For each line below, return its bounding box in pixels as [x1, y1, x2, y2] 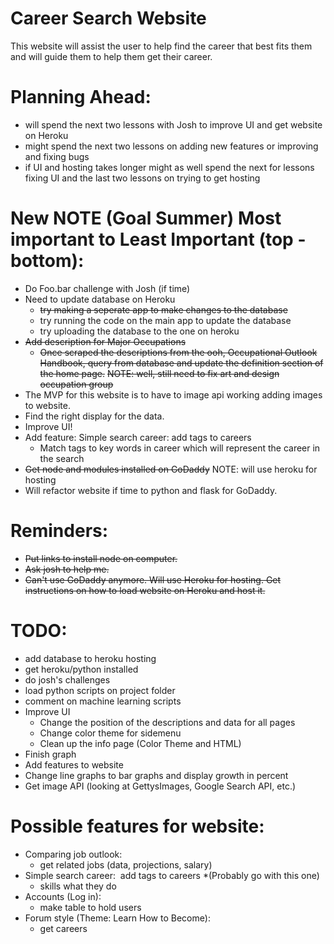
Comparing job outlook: [24, 848, 123, 860]
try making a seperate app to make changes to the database [39, 303, 288, 316]
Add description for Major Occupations [24, 335, 187, 347]
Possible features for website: [10, 815, 265, 837]
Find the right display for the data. [24, 410, 165, 422]
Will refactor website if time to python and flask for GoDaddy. [24, 484, 278, 496]
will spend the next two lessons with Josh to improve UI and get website [24, 118, 323, 131]
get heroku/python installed [24, 663, 139, 675]
